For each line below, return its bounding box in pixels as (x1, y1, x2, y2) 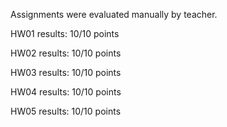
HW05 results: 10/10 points (10, 105, 122, 117)
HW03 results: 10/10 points (10, 67, 122, 78)
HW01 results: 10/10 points (10, 28, 120, 39)
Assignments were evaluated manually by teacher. (10, 9, 218, 20)
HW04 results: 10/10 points (10, 86, 122, 98)
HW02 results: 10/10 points (10, 47, 122, 59)
